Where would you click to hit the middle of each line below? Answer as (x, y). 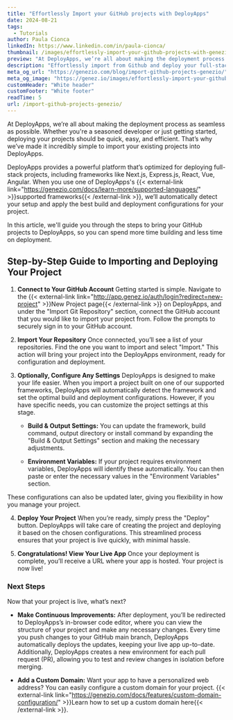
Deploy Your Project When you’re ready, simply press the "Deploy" (113, 518)
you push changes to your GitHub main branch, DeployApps (103, 637)
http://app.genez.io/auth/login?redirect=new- (158, 296)
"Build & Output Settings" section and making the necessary (113, 440)
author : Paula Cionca (38, 40)
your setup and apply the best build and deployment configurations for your (115, 204)
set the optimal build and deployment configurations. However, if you (116, 397)
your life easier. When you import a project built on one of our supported (121, 383)
